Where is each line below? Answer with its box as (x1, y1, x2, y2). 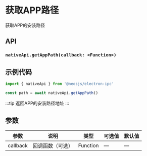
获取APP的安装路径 (5, 22, 45, 28)
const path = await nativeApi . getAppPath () (5, 90, 99, 96)
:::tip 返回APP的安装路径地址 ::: (5, 100, 70, 106)
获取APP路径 (5, 5, 59, 16)
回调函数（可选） (32, 142, 73, 149)
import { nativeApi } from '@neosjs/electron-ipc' (5, 82, 114, 87)
